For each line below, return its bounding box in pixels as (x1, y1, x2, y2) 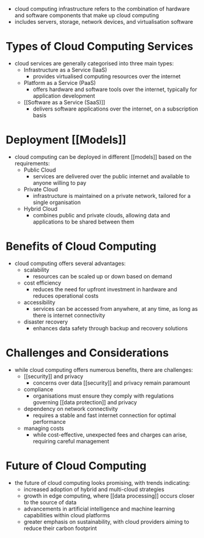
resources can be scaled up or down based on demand (32, 272, 172, 280)
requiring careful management (32, 437, 109, 445)
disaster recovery (23, 318, 68, 325)
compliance (23, 385, 53, 393)
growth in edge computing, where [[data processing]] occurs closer (23, 492, 195, 500)
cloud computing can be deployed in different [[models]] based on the (14, 153, 192, 161)
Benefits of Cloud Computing (5, 239, 157, 253)
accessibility (23, 299, 56, 306)
